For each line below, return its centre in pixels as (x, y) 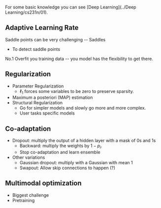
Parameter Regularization (38, 86)
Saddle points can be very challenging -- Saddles (55, 39)
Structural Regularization (37, 103)
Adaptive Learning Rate (42, 28)
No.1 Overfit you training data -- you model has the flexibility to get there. (79, 59)
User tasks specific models (47, 113)
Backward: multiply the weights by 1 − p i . (61, 146)
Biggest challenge (31, 195)
